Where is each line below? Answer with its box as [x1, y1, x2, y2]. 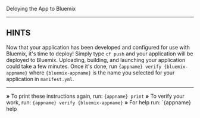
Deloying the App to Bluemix [6, 5, 76, 12]
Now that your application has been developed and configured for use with [6, 44, 190, 51]
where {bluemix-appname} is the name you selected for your [29, 69, 175, 76]
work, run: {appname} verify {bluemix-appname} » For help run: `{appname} [6, 98, 192, 106]
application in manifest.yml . [6, 75, 74, 82]
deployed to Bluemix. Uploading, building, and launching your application [6, 56, 186, 63]
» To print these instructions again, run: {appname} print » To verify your [6, 92, 185, 100]
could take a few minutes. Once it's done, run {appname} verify [6, 63, 162, 70]
